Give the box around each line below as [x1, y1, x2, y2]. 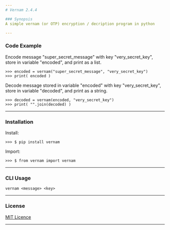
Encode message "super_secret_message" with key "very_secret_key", [5, 54, 153, 60]
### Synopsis [5, 16, 33, 22]
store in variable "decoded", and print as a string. [5, 87, 108, 94]
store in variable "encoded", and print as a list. [5, 59, 102, 65]
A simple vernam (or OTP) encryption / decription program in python [5, 21, 155, 26]
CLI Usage [5, 174, 31, 181]
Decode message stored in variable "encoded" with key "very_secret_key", [5, 82, 161, 88]
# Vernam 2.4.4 [5, 7, 37, 13]
